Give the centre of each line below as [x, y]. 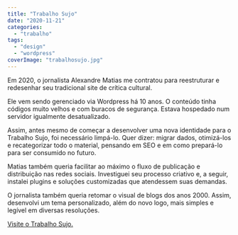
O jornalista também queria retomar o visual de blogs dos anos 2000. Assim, [119, 195]
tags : [15, 40]
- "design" [30, 47]
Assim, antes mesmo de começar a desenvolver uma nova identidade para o [119, 130]
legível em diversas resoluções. [54, 210]
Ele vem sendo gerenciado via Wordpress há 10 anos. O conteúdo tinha [112, 101]
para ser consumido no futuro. [52, 152]
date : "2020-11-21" [36, 21]
